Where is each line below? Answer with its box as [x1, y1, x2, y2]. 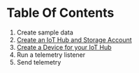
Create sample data [16, 28, 74, 36]
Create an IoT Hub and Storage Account [16, 35, 132, 44]
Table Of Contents [6, 5, 115, 21]
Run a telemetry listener [16, 51, 86, 59]
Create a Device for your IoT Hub [16, 43, 112, 51]
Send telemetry [16, 58, 61, 66]
